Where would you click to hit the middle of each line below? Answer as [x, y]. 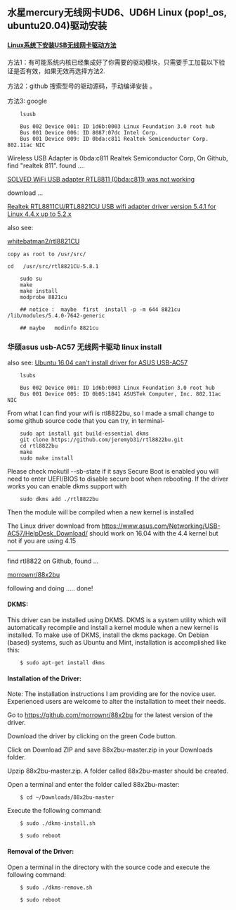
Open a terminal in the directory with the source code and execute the [109, 867]
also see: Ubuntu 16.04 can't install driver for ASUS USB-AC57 [98, 362]
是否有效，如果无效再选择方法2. [59, 71]
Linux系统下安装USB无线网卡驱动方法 [62, 45]
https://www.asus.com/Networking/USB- [161, 526]
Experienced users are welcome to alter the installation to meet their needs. [117, 702]
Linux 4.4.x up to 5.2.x [39, 214]
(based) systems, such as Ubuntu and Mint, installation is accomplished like [117, 643]
